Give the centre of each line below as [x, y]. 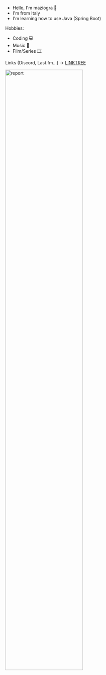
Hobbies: [15, 28]
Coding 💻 [23, 38]
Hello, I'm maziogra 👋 [35, 8]
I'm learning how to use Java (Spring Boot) [57, 18]
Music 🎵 [21, 45]
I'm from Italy [26, 13]
